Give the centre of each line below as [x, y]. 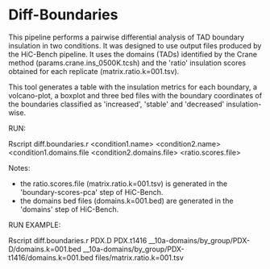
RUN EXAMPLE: [35, 225]
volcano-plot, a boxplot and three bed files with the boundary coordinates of [135, 95]
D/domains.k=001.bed [45, 249]
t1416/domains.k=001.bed [51, 257]
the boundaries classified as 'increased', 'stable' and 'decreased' [116, 104]
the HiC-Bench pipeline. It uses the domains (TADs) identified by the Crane [133, 54]
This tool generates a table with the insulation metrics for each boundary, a [133, 87]
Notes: [19, 168]
